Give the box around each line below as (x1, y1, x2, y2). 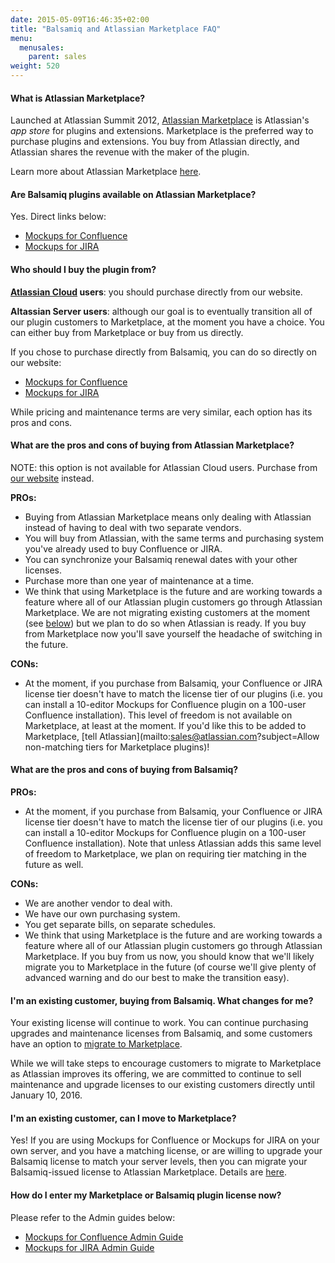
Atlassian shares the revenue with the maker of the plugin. (10, 146, 250, 158)
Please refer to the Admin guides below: (10, 1211, 176, 1223)
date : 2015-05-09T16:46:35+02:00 (10, 14, 150, 25)
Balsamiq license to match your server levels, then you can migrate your (10, 1156, 308, 1168)
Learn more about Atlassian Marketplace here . (10, 166, 202, 178)
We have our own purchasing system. (24, 908, 181, 920)
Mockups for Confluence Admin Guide (24, 1231, 184, 1243)
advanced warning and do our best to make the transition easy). (24, 972, 290, 984)
